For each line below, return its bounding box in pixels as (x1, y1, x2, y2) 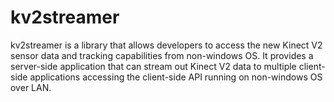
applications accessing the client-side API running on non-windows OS (29, 71, 323, 83)
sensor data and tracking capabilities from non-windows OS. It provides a (10, 49, 314, 61)
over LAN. (10, 81, 52, 93)
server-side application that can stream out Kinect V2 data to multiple (10, 60, 297, 72)
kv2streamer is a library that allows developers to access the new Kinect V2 (10, 39, 323, 51)
